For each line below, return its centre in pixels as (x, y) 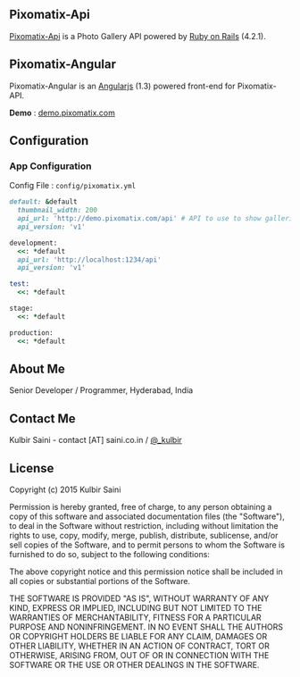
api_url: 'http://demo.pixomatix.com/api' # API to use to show (139, 219)
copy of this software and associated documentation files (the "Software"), (147, 516)
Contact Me (42, 418)
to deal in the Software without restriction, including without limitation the (144, 526)
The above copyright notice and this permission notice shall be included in (146, 572)
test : (19, 284)
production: (31, 333)
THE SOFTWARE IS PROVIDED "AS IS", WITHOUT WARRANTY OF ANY (139, 598)
